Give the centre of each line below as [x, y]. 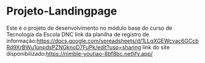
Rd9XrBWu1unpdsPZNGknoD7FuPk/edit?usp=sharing [74, 47]
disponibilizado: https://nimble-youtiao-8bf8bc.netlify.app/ [80, 53]
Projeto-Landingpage [62, 11]
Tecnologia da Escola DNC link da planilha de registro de [78, 34]
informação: [21, 41]
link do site [156, 47]
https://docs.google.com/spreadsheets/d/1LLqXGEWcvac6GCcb [117, 41]
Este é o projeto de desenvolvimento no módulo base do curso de [89, 28]
